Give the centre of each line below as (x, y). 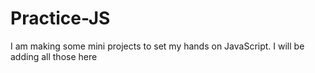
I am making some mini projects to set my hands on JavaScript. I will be (157, 46)
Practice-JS (60, 18)
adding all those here (54, 56)
